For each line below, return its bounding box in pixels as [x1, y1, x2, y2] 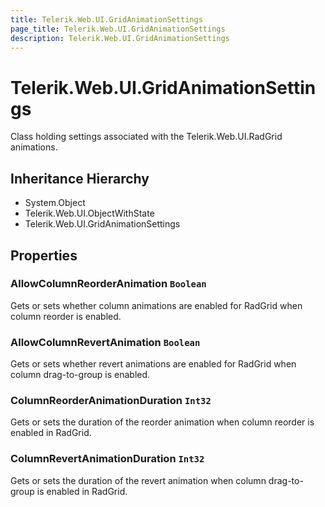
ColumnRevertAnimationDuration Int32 [10, 452, 205, 466]
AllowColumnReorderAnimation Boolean [10, 277, 207, 291]
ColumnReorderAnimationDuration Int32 [10, 394, 212, 408]
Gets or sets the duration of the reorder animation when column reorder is [10, 416, 315, 428]
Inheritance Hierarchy [10, 170, 150, 187]
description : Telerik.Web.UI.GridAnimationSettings [10, 33, 230, 43]
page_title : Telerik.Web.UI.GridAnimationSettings [10, 24, 226, 34]
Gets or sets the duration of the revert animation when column [10, 474, 267, 486]
